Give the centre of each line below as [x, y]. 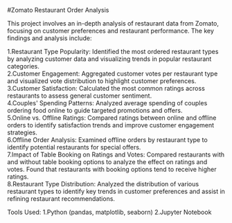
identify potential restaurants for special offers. [74, 147]
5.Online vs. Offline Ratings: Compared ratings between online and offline [112, 118]
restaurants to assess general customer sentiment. [80, 96]
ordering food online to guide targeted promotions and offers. [95, 110]
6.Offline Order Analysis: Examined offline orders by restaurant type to [107, 140]
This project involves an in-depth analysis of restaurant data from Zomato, [113, 23]
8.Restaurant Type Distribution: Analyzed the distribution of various [103, 184]
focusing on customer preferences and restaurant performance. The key [111, 31]
